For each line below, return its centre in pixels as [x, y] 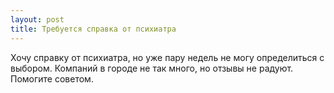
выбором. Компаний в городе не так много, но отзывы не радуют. [152, 68]
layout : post [37, 19]
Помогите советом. [52, 78]
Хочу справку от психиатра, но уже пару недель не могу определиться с [167, 57]
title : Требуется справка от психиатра [93, 29]
